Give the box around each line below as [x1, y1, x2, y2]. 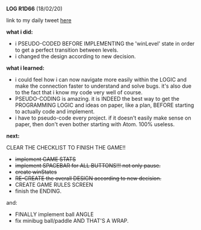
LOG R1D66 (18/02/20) [6, 5, 63, 12]
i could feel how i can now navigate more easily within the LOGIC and [14, 76, 187, 83]
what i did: [6, 28, 33, 35]
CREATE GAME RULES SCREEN [14, 181, 93, 188]
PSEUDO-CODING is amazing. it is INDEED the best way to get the [14, 95, 179, 102]
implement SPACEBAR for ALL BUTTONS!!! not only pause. [14, 162, 161, 169]
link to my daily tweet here [6, 17, 72, 23]
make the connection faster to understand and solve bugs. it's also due [14, 82, 191, 89]
